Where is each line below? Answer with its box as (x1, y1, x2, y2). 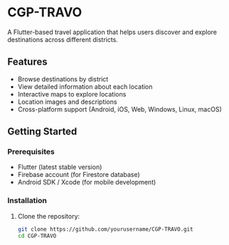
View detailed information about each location (17, 82, 153, 91)
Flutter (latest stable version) (17, 163, 102, 171)
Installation (7, 196, 48, 206)
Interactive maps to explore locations (17, 89, 127, 98)
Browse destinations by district (17, 75, 109, 83)
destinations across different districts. (7, 35, 119, 43)
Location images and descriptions (17, 97, 117, 106)
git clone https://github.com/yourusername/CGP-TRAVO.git (17, 225, 193, 233)
